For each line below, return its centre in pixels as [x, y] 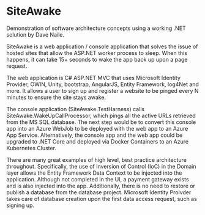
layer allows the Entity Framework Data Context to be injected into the [94, 173]
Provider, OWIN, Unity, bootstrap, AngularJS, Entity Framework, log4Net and [102, 84]
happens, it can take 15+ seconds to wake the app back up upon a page [97, 59]
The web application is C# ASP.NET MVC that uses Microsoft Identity [93, 78]
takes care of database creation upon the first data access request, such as [102, 199]
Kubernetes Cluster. [32, 148]
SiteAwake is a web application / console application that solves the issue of [102, 46]
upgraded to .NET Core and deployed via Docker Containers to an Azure [97, 141]
